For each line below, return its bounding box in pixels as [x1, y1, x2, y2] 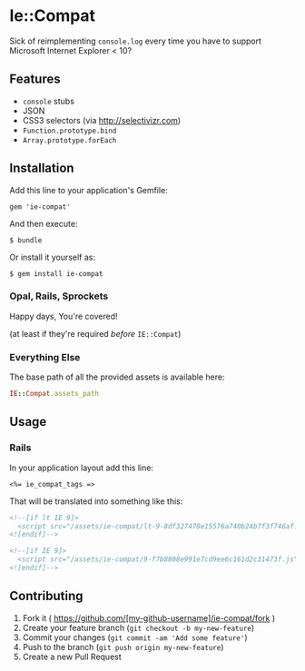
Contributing [9, 588, 84, 604]
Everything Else [9, 350, 81, 363]
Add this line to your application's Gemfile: [9, 184, 168, 195]
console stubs [22, 95, 75, 106]
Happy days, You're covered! [9, 311, 118, 321]
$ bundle [9, 235, 43, 245]
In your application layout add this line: [9, 462, 154, 473]
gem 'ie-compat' [9, 202, 71, 212]
